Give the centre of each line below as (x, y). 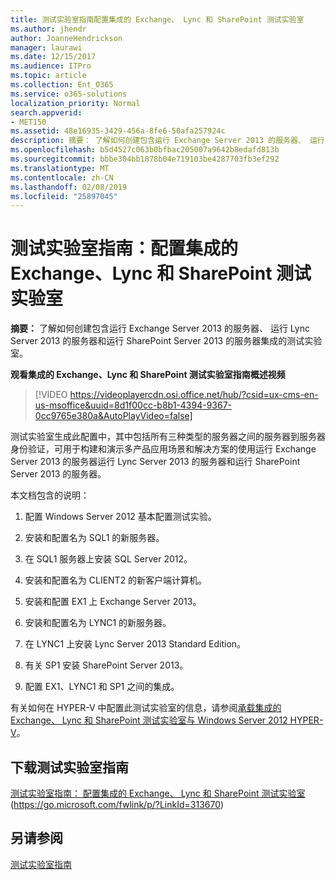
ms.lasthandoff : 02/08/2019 (69, 187)
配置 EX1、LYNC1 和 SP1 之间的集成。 (102, 687)
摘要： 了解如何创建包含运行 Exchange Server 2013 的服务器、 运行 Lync (160, 328)
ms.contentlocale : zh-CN (62, 177)
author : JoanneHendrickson (66, 38)
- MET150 (28, 122)
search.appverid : (46, 112)
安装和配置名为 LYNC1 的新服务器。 (98, 623)
